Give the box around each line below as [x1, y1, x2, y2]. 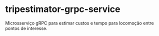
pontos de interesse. [5, 25, 47, 31]
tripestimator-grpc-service [5, 3, 120, 15]
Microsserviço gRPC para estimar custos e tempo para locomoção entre [5, 20, 154, 26]
